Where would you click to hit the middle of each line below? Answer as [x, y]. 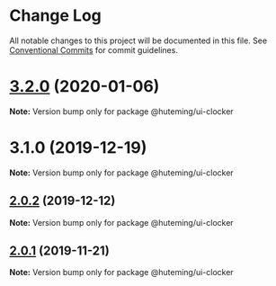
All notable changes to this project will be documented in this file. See [138, 40]
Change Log [55, 16]
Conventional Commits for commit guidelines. [93, 49]
